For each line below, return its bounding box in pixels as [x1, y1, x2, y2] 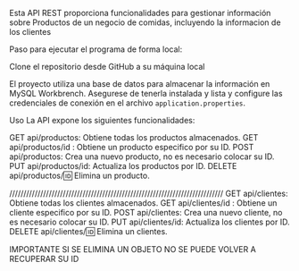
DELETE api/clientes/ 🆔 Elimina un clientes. [9, 226, 168, 236]
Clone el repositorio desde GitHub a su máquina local [9, 62, 205, 72]
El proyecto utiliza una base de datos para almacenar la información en [9, 79, 270, 89]
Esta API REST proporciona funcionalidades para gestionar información [9, 8, 271, 18]
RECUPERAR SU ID [9, 254, 79, 264]
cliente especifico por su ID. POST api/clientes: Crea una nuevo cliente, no [9, 207, 283, 217]
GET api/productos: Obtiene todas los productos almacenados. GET [9, 132, 259, 142]
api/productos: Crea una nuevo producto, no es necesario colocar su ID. [9, 151, 275, 162]
